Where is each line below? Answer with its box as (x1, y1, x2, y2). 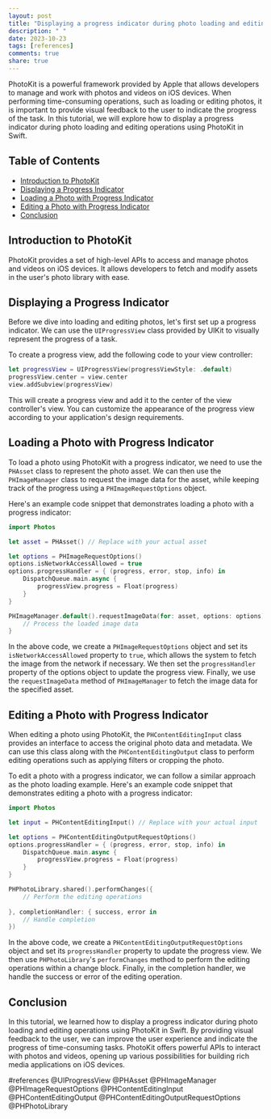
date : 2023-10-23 (8, 34, 67, 43)
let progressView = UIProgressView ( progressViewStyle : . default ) (8, 366, 232, 374)
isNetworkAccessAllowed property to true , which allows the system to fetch (8, 651, 256, 660)
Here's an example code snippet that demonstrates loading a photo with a (8, 498, 254, 508)
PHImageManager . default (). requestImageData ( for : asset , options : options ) (8, 612, 265, 620)
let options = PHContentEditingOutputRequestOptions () (8, 833, 197, 841)
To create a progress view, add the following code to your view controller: (8, 350, 253, 360)
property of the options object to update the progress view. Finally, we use (8, 668, 256, 677)
